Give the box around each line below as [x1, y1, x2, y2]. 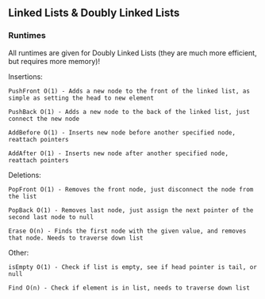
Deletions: [8, 170, 41, 180]
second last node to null [8, 213, 94, 221]
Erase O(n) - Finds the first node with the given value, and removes [8, 227, 247, 235]
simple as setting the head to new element [8, 94, 155, 102]
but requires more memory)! [8, 56, 101, 66]
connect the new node [8, 115, 80, 123]
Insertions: [8, 71, 44, 81]
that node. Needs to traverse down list [8, 233, 144, 242]
